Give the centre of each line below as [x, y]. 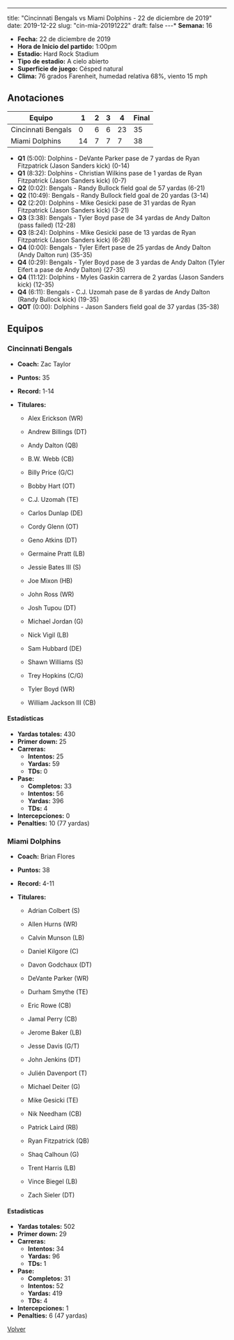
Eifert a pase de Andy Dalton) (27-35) [71, 269]
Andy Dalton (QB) [53, 445]
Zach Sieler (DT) [51, 1195]
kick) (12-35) [36, 284]
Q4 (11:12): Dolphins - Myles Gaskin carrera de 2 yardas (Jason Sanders [120, 277]
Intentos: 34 [46, 1249]
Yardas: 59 [44, 763]
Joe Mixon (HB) [50, 580]
